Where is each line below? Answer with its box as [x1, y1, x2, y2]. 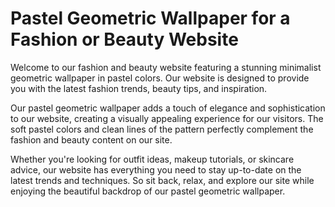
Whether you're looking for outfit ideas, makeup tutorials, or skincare [10, 153, 295, 165]
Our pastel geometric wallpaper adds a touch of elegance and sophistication [10, 102, 326, 114]
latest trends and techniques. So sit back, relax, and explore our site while [10, 174, 315, 186]
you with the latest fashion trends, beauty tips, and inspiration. [10, 82, 268, 94]
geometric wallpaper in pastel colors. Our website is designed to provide [10, 72, 310, 84]
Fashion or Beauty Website [10, 28, 239, 51]
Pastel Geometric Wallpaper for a [10, 7, 291, 30]
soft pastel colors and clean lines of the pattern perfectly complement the [10, 123, 314, 135]
